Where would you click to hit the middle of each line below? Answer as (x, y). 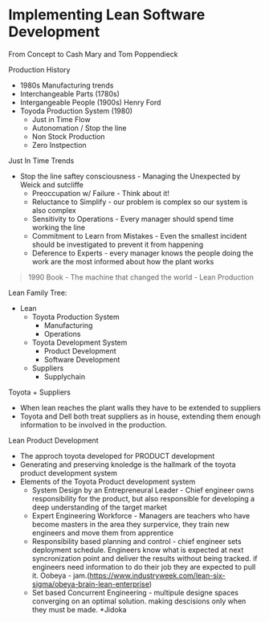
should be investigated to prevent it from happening (118, 244)
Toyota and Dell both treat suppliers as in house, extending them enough (140, 416)
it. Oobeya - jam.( (61, 575)
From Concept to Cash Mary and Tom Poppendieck (93, 54)
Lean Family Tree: (38, 293)
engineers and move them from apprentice (103, 533)
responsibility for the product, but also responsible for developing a (143, 498)
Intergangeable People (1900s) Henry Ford (90, 102)
